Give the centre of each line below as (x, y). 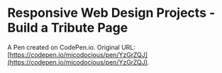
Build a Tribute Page (68, 28)
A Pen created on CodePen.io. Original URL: (72, 47)
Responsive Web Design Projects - (111, 13)
